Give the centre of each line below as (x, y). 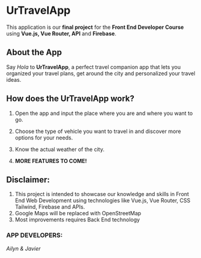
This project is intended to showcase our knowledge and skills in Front (102, 194)
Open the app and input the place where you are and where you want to (104, 113)
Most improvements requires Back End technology (77, 220)
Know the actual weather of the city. (60, 149)
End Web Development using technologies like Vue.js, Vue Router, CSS (103, 201)
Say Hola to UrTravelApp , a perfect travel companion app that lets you (94, 67)
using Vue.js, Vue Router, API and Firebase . (61, 33)
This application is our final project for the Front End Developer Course (95, 27)
